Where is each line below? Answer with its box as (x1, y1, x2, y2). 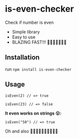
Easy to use (12, 34, 35, 40)
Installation (5, 53, 40, 62)
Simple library (12, 29, 40, 35)
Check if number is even (5, 19, 54, 25)
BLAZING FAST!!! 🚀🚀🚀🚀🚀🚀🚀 (12, 39, 67, 45)
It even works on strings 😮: (5, 110, 62, 116)
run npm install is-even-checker (5, 66, 72, 72)
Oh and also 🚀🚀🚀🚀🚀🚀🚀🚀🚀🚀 (5, 128, 58, 134)
